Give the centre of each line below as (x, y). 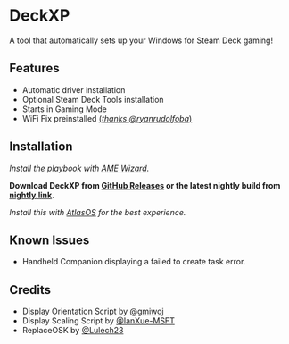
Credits (30, 290)
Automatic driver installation (74, 89)
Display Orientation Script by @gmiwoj (93, 311)
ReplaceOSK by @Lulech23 (73, 331)
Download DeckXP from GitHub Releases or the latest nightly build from (145, 185)
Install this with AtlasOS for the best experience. (98, 212)
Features (34, 68)
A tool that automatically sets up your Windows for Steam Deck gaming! (141, 40)
